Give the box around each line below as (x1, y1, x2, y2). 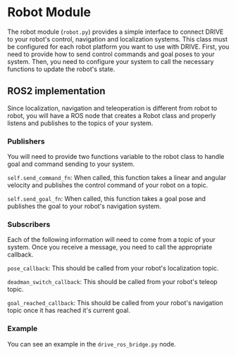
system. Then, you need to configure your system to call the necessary (7, 57, 214, 65)
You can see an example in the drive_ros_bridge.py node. (7, 340, 176, 348)
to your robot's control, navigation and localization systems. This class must (7, 34, 228, 43)
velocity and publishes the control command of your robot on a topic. (7, 181, 209, 190)
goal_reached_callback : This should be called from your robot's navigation (7, 299, 223, 307)
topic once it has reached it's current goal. (7, 306, 130, 315)
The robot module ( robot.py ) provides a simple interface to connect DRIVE (7, 27, 224, 36)
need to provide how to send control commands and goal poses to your (7, 50, 215, 58)
